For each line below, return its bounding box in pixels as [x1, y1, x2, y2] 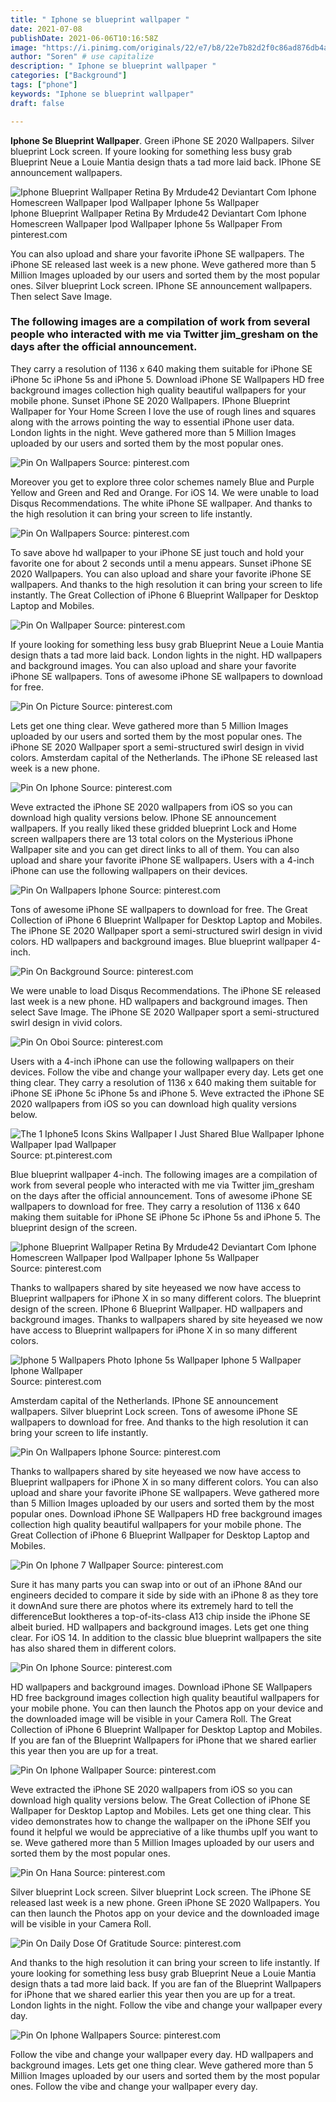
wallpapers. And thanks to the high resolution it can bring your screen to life [10, 578, 323, 590]
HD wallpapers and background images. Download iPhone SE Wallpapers [10, 1681, 313, 1693]
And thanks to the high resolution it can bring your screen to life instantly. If [10, 1956, 321, 1968]
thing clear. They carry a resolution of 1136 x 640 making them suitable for [10, 1076, 317, 1088]
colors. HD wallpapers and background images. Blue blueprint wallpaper [10, 935, 309, 947]
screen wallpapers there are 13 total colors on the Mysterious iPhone [10, 832, 294, 845]
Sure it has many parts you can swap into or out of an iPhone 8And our [10, 1578, 303, 1590]
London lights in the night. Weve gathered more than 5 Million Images [10, 426, 297, 438]
